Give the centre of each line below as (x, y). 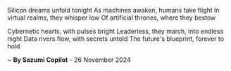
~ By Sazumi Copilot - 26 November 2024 (69, 60)
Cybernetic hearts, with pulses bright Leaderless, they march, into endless (115, 31)
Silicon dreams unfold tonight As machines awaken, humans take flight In (113, 10)
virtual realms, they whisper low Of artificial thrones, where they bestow (112, 18)
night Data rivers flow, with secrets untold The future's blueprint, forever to (115, 39)
